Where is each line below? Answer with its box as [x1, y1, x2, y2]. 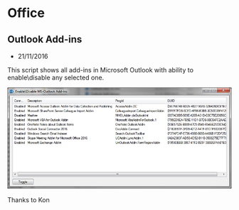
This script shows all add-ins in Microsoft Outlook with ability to [7, 66, 194, 74]
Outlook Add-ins [7, 33, 83, 45]
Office [7, 5, 45, 21]
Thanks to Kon [7, 196, 50, 204]
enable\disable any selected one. [7, 73, 105, 82]
